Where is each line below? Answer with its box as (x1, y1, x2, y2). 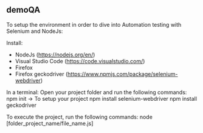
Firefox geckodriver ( (15, 70, 68, 78)
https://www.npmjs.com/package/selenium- (67, 70, 178, 78)
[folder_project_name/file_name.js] (6, 120, 94, 127)
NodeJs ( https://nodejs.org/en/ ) (15, 51, 95, 58)
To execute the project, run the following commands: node (6, 113, 153, 120)
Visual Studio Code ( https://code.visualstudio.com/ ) (15, 57, 145, 64)
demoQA (6, 5, 41, 15)
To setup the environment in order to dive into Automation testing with (6, 21, 182, 28)
